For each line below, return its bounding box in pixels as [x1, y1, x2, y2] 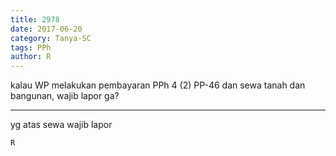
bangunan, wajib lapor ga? [10, 90, 120, 102]
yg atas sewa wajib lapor [10, 119, 113, 131]
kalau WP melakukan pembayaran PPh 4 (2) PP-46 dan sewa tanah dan [10, 79, 306, 91]
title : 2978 [10, 14, 60, 25]
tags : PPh [10, 42, 52, 53]
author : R [10, 52, 52, 62]
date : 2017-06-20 [10, 24, 83, 34]
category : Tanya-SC [10, 33, 92, 43]
